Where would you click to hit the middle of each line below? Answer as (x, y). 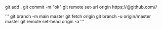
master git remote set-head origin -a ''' (45, 22)
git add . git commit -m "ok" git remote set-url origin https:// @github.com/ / (81, 7)
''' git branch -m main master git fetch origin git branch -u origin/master (78, 16)
